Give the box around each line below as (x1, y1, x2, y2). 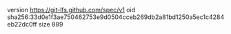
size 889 (38, 20, 63, 28)
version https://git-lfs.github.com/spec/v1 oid (7, 6, 136, 14)
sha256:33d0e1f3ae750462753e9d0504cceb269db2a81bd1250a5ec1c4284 (7, 13, 225, 21)
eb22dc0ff (7, 20, 38, 28)
